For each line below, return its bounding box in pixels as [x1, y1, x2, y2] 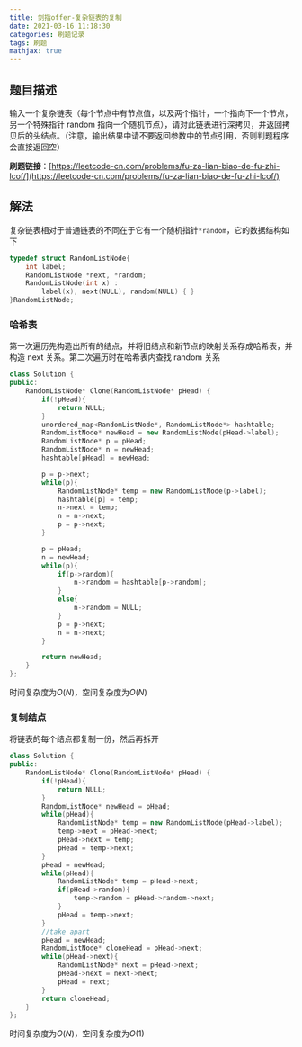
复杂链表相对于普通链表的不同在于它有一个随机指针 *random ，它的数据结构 [9, 224, 282, 235]
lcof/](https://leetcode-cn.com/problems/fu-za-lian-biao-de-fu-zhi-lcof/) [9, 170, 280, 181]
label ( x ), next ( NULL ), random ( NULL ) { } [41, 287, 195, 297]
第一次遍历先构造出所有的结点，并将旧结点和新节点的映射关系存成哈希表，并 [9, 341, 293, 352]
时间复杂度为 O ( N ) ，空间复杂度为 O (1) [9, 1028, 146, 1039]
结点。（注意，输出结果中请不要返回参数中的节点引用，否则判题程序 [40, 130, 289, 140]
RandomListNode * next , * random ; [25, 271, 147, 280]
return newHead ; [41, 653, 102, 662]
